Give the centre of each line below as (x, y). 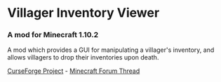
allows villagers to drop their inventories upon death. (83, 57)
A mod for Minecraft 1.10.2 (53, 35)
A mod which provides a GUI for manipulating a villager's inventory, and (111, 50)
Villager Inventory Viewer (83, 13)
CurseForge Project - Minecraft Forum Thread (74, 71)
